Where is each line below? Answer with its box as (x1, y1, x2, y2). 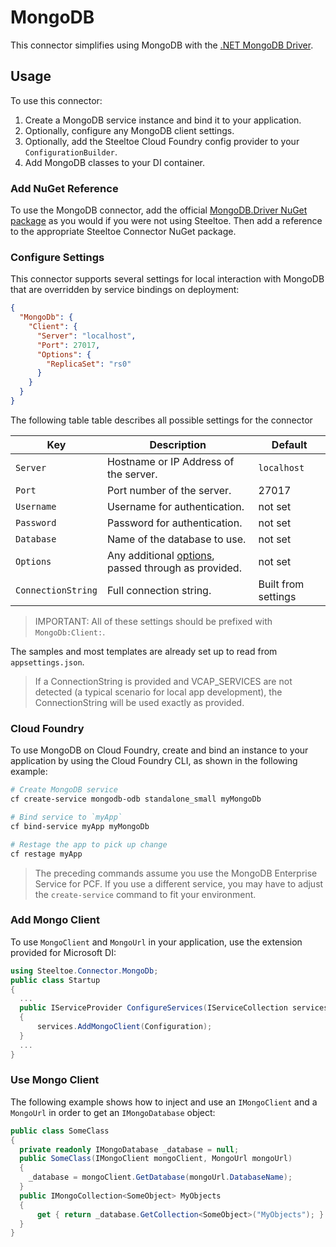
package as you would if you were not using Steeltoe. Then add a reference (10, 215, 323, 227)
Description (149, 437, 207, 451)
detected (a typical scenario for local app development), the (34, 686, 283, 698)
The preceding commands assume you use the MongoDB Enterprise (34, 867, 318, 879)
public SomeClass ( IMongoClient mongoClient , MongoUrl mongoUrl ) (19, 1154, 293, 1164)
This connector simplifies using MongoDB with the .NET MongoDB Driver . (10, 39, 314, 51)
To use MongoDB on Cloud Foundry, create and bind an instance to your (10, 744, 309, 756)
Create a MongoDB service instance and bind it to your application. (24, 114, 302, 126)
